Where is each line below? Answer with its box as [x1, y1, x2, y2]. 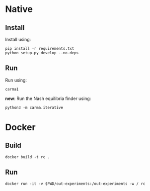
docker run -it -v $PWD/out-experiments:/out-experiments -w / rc [5, 181, 146, 186]
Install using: [5, 36, 31, 42]
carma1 [5, 87, 19, 92]
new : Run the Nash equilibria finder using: [5, 95, 91, 101]
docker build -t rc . [5, 154, 50, 160]
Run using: [5, 77, 27, 83]
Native [5, 3, 33, 15]
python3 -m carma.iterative [5, 105, 64, 110]
